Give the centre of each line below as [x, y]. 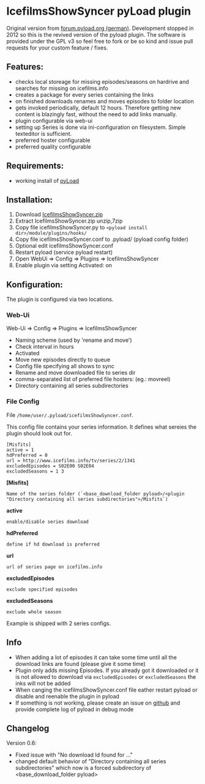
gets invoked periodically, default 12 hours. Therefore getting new [98, 108]
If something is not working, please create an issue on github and [98, 703]
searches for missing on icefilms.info [61, 88]
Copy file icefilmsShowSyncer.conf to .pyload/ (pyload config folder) [102, 239]
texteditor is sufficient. [43, 133]
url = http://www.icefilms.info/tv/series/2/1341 [71, 460]
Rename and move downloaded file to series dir [75, 373]
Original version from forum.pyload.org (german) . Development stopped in [100, 28]
